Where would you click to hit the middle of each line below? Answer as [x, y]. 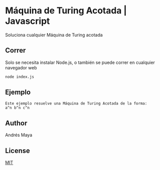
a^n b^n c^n [17, 108]
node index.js [20, 77]
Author [16, 123]
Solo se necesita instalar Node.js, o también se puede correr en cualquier [80, 62]
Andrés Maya [19, 135]
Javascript [28, 21]
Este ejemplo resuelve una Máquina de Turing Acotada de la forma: [76, 104]
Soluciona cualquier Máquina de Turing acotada [54, 35]
